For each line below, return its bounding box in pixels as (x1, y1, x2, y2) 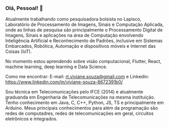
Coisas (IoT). (5, 48, 32, 55)
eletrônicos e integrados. (5, 116, 58, 122)
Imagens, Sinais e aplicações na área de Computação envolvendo (5, 33, 144, 39)
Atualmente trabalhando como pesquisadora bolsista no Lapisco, (5, 16, 142, 22)
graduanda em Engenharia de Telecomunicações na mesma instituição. (5, 94, 155, 101)
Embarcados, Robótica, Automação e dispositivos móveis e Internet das (5, 43, 156, 49)
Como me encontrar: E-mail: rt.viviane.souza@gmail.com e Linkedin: (5, 74, 149, 80)
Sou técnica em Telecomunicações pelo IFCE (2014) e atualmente (5, 89, 144, 95)
